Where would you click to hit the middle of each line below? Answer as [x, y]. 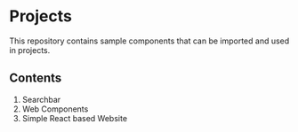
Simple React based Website [74, 118]
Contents [36, 78]
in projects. [30, 50]
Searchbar [41, 99]
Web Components [55, 109]
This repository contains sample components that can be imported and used [149, 41]
